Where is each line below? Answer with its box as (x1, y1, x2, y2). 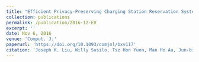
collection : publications (6, 14, 70, 20)
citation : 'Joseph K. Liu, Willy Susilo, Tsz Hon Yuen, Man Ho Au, (6, 47, 176, 53)
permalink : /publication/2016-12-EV (6, 19, 97, 25)
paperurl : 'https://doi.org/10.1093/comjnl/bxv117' (6, 42, 136, 48)
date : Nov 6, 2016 (6, 31, 52, 37)
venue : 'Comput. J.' (6, 36, 57, 42)
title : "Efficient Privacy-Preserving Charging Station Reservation (6, 8, 179, 15)
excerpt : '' (6, 25, 36, 31)
